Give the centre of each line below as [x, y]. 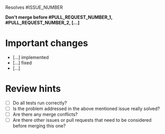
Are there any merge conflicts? [45, 114]
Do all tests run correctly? [40, 103]
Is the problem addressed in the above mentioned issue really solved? [86, 109]
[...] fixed [22, 63]
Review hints [33, 89]
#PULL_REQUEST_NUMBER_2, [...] [42, 23]
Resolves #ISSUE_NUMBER [34, 7]
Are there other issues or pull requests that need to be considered [82, 120]
